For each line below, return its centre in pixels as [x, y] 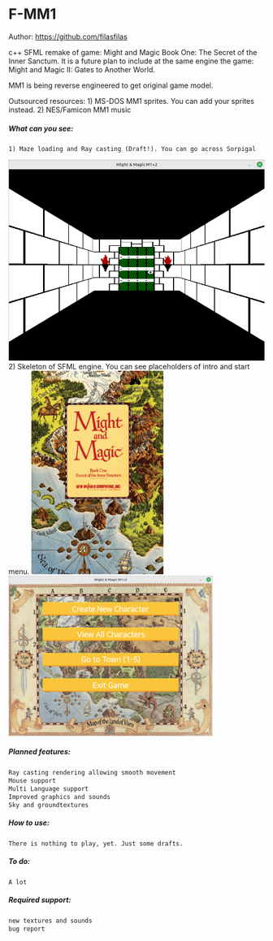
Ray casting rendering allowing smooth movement [92, 772]
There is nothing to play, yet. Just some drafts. [96, 844]
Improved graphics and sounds [60, 796]
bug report [27, 929]
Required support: [40, 900]
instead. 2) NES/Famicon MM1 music [70, 110]
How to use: [29, 823]
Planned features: [40, 752]
